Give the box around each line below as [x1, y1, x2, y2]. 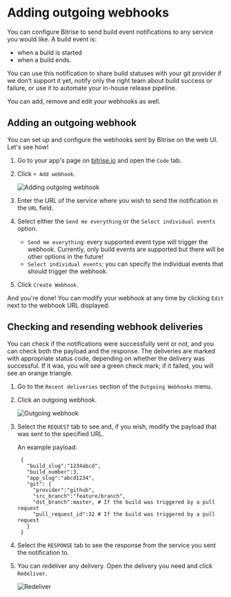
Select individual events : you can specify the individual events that [27, 260, 224, 268]
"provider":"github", [32, 487, 95, 493]
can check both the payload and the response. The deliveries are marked [7, 346, 216, 355]
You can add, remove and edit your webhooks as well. [7, 97, 161, 105]
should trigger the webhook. [27, 267, 108, 275]
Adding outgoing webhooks [7, 5, 170, 21]
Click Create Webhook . [17, 280, 79, 288]
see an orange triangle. [7, 369, 73, 377]
